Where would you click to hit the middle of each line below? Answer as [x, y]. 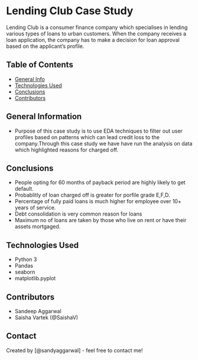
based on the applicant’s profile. [45, 46]
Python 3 [26, 259]
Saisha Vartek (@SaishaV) [46, 317]
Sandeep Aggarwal [38, 311]
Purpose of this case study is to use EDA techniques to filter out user [99, 131]
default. [24, 189]
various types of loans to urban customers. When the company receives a [96, 33]
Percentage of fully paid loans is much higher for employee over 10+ [98, 201]
